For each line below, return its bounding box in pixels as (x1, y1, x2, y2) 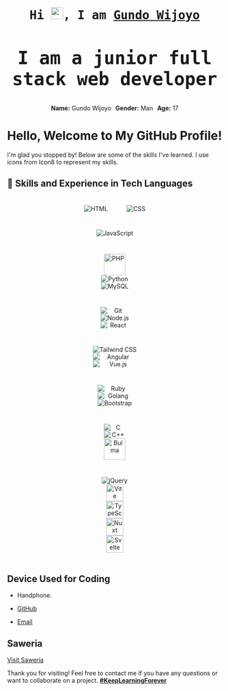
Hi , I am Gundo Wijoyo (29, 8, 200, 23)
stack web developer (12, 68, 218, 90)
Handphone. (16, 591, 53, 599)
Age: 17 (156, 103, 179, 112)
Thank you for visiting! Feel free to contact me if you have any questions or (7, 669, 218, 677)
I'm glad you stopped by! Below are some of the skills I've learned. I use (7, 151, 210, 159)
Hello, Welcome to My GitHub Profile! (7, 128, 223, 144)
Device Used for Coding (7, 573, 111, 585)
